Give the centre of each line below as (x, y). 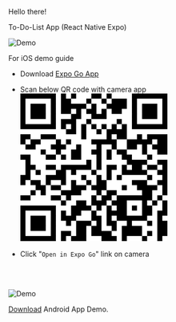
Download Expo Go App (59, 74)
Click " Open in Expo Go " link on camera (84, 254)
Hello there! (27, 12)
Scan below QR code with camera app (83, 89)
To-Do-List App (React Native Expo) (68, 27)
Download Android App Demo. (58, 309)
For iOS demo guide (41, 58)
